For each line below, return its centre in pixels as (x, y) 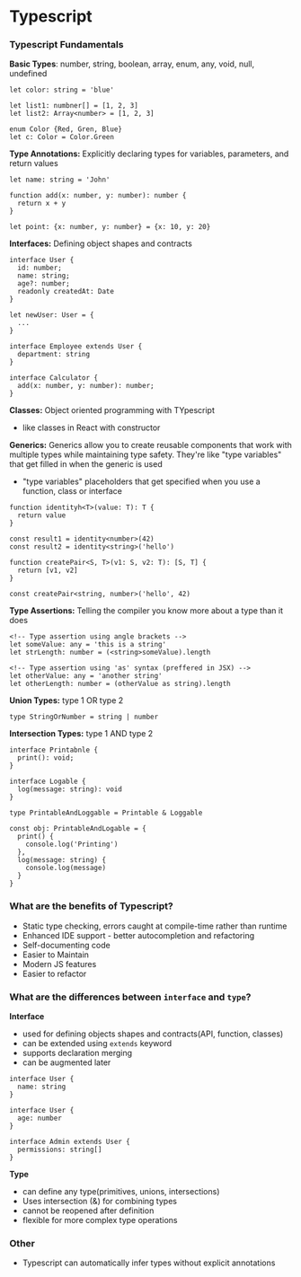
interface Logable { (48, 782)
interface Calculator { (54, 378)
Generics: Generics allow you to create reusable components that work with (150, 445)
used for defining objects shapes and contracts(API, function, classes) (153, 1034)
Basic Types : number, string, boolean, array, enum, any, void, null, (132, 64)
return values (34, 163)
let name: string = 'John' (60, 180)
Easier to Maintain (56, 955)
